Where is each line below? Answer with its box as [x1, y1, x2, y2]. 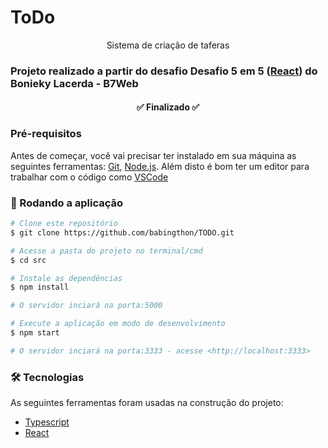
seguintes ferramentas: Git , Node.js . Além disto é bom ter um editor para [10, 160, 310, 172]
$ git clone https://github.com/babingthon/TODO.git [10, 227, 235, 238]
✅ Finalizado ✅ [136, 101, 200, 113]
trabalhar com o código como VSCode [10, 171, 169, 183]
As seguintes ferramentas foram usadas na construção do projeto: [10, 397, 284, 409]
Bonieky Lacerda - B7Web [10, 76, 139, 90]
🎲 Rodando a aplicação [10, 196, 124, 210]
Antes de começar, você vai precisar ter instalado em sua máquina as [10, 149, 297, 161]
